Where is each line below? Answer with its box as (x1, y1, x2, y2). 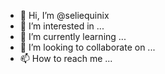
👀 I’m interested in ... (19, 20, 105, 32)
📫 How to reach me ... (19, 53, 113, 64)
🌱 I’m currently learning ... (19, 31, 127, 42)
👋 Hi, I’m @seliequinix (19, 10, 110, 21)
